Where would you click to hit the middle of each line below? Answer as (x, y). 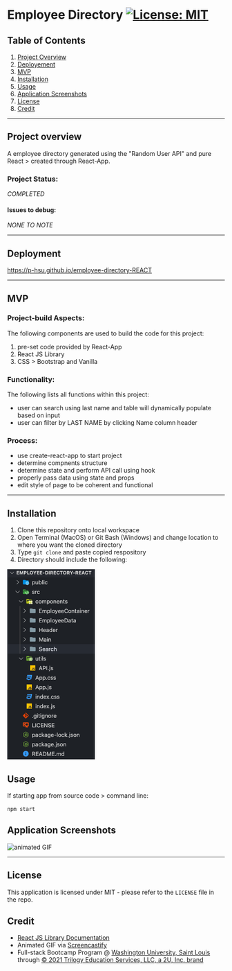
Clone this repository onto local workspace (78, 530)
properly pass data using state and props (76, 478)
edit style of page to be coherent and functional (85, 485)
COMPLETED (26, 194)
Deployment (34, 253)
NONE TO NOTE (30, 225)
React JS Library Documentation (64, 938)
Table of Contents (47, 41)
